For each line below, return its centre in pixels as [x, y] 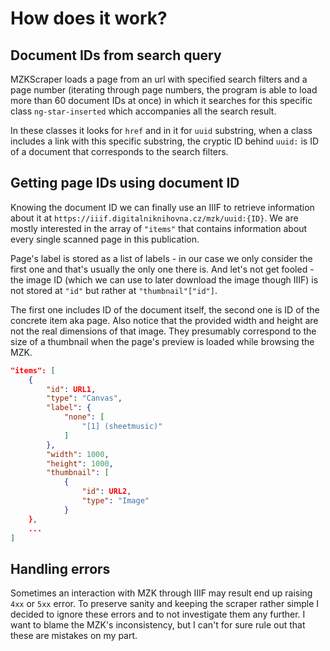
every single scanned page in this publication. [105, 239]
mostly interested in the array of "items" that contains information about [159, 228]
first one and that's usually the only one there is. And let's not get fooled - [162, 269]
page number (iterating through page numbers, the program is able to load [164, 90]
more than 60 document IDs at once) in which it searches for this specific [161, 100]
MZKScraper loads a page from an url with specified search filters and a [159, 79]
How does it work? [89, 18]
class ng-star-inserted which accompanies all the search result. [143, 111]
